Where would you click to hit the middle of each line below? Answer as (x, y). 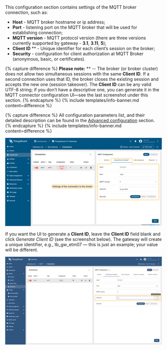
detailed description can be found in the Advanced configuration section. (80, 120)
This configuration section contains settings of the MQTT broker (71, 7)
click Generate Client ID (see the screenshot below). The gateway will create (83, 239)
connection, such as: (27, 12)
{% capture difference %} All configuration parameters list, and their (75, 115)
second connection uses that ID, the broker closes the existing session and (82, 79)
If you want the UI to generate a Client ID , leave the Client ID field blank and (83, 234)
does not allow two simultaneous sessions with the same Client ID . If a (78, 74)
